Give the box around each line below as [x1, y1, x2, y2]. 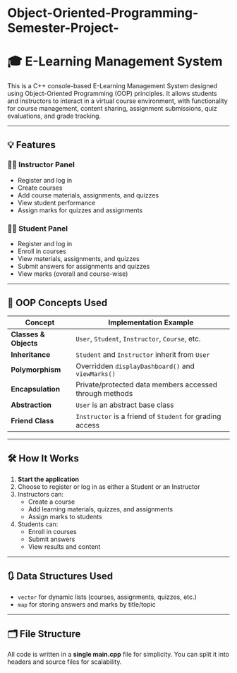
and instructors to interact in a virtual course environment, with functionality [7, 97, 228, 105]
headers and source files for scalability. [7, 657, 122, 666]
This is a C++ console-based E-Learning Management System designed [7, 82, 217, 90]
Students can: [17, 520, 59, 528]
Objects [11, 338, 38, 348]
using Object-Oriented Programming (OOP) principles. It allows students [7, 90, 217, 98]
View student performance [17, 198, 96, 207]
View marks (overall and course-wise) [17, 269, 128, 278]
